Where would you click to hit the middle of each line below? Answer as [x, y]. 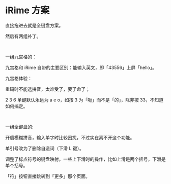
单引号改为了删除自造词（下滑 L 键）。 [45, 148]
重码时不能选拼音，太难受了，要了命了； [48, 89]
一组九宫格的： [21, 57]
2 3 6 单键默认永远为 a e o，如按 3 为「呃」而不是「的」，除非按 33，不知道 [84, 100]
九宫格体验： [19, 78]
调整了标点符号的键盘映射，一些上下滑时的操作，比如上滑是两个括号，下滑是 [85, 159]
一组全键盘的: [20, 127]
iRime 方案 [27, 10]
